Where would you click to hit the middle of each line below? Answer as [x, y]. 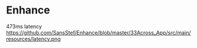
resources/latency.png [33, 39]
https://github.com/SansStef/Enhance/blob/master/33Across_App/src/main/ [98, 32]
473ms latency [24, 26]
